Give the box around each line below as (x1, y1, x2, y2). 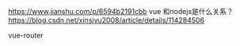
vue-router (8, 30, 44, 40)
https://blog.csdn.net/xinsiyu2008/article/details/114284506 (8, 16, 204, 25)
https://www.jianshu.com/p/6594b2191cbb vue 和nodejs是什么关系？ (8, 7, 234, 16)
